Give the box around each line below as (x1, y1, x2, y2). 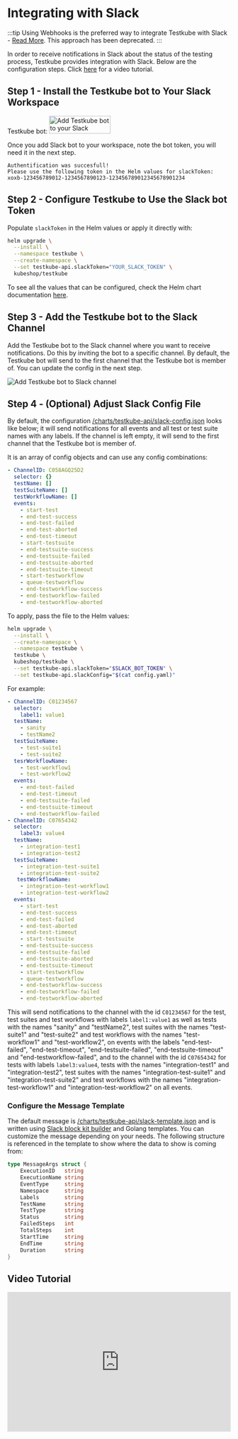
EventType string (20, 1180, 84, 1188)
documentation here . (7, 290, 69, 299)
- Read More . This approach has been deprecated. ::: (7, 35, 163, 44)
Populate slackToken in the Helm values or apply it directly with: (7, 224, 193, 232)
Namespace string (20, 1187, 84, 1194)
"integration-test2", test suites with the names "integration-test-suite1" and (7, 1068, 226, 1076)
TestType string (20, 1207, 84, 1214)
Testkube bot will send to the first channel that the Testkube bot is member (7, 356, 227, 365)
